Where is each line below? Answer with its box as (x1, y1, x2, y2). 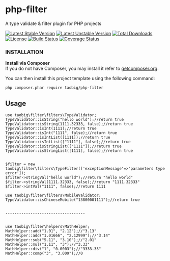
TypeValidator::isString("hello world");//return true (5, 117, 124, 122)
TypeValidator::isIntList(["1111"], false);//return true (5, 139, 131, 145)
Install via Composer (5, 60, 50, 66)
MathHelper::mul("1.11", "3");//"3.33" (5, 242, 90, 247)
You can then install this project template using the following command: (5, 75, 155, 82)
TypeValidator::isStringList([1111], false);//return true (5, 148, 133, 153)
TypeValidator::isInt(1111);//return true (5, 126, 97, 131)
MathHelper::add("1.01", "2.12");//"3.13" (5, 228, 97, 234)
